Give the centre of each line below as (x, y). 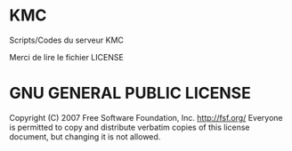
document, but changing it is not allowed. (85, 136)
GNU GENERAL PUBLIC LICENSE (130, 93)
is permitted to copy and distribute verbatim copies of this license (130, 127)
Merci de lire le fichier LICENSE (67, 57)
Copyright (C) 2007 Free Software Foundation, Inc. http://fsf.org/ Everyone (146, 117)
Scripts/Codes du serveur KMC (67, 40)
